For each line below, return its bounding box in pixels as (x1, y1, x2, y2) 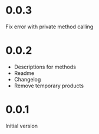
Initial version (5, 122, 38, 129)
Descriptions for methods (14, 63, 76, 70)
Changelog (14, 76, 41, 83)
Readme (14, 69, 35, 77)
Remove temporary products (14, 82, 84, 89)
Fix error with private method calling (5, 23, 94, 30)
